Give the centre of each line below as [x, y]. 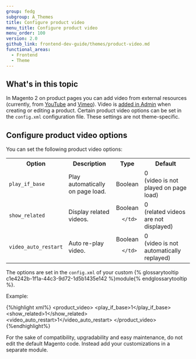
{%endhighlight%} [28, 326]
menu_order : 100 [26, 33]
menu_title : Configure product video [52, 28]
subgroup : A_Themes [30, 17]
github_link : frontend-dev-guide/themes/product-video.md [78, 44]
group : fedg [20, 11]
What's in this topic [42, 84]
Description [89, 164]
